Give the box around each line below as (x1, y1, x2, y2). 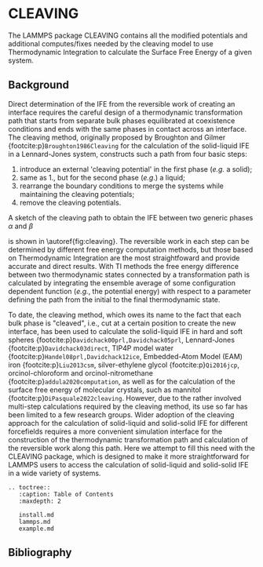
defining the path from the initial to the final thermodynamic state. (8, 295, 221, 304)
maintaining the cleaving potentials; (19, 189, 135, 198)
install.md (18, 511, 55, 518)
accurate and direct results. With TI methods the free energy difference (8, 261, 239, 271)
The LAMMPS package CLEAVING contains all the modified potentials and (8, 31, 248, 40)
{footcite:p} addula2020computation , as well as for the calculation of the (8, 376, 236, 386)
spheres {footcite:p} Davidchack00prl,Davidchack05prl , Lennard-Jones (8, 335, 236, 344)
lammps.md (18, 518, 51, 525)
